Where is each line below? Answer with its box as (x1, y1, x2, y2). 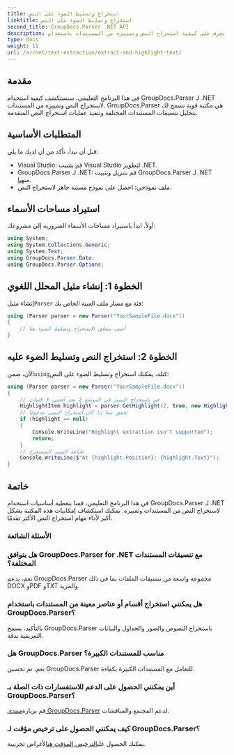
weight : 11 (7, 43, 39, 50)
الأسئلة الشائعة (7, 531, 52, 541)
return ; (32, 435, 54, 442)
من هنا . (17, 175, 31, 184)
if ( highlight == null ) (19, 416, 89, 423)
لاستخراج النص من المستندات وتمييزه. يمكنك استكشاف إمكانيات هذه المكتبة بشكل (7, 507, 221, 514)
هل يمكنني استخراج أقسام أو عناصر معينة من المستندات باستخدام (7, 599, 203, 609)
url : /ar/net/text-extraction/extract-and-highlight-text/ (7, 50, 182, 57)
